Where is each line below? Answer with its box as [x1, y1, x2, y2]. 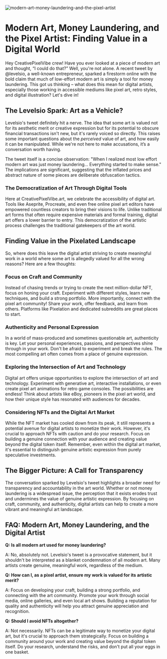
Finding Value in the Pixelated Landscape [5, 237, 136, 245]
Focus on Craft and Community [5, 273, 82, 280]
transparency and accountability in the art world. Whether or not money [5, 485, 153, 491]
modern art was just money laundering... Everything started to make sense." [5, 161, 162, 167]
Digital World [5, 44, 60, 55]
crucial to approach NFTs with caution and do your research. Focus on [5, 431, 150, 437]
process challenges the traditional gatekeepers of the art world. [5, 223, 136, 229]
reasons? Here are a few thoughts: [5, 261, 76, 267]
